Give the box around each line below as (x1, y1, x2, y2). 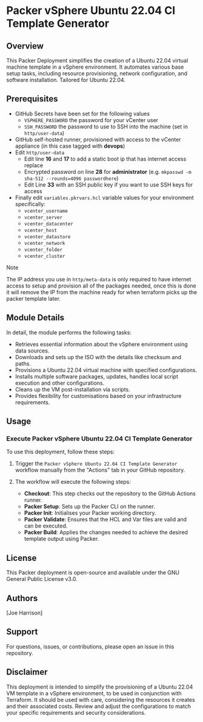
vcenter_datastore (24, 233, 71, 240)
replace (24, 162, 44, 169)
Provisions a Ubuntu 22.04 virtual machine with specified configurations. (15, 366, 198, 374)
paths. (15, 360, 32, 367)
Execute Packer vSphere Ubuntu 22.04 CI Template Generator (6, 434, 193, 442)
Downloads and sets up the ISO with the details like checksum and (15, 353, 182, 360)
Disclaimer (6, 667, 48, 678)
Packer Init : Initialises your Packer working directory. (24, 509, 156, 517)
